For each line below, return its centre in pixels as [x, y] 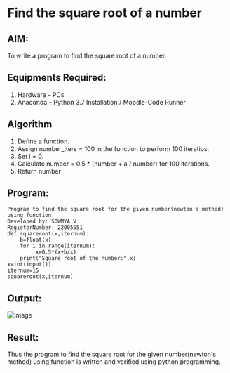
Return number [39, 171]
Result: [23, 338]
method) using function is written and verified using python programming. [114, 362]
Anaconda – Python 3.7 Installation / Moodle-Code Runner [101, 102]
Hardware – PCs [41, 94]
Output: [25, 298]
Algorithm [30, 124]
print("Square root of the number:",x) [78, 259]
